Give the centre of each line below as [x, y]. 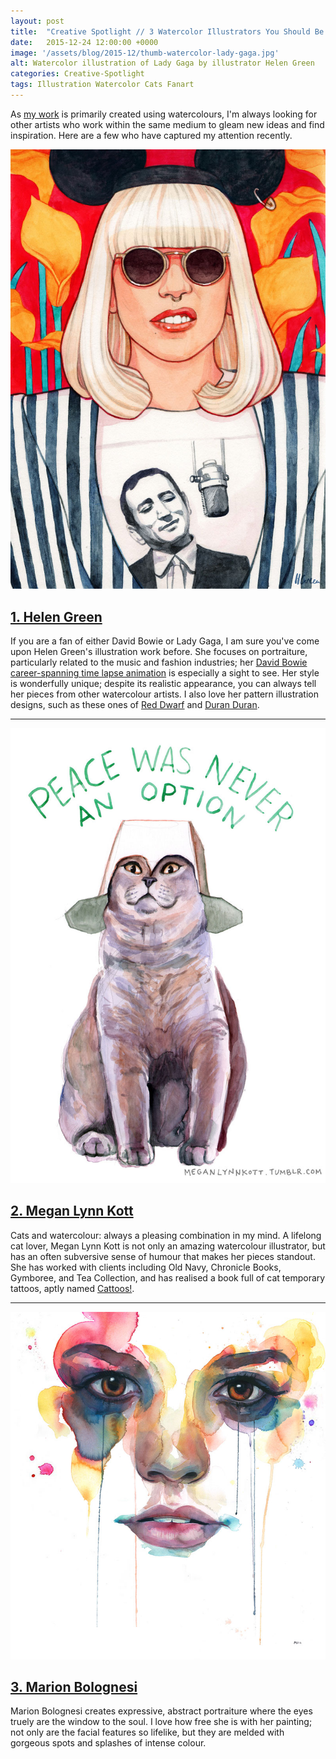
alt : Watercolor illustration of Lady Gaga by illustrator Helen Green [162, 63]
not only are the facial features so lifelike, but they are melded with [147, 1732]
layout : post [37, 21]
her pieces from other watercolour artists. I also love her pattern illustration [165, 694]
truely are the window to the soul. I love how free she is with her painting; [161, 1722]
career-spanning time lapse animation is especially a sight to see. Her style [165, 673]
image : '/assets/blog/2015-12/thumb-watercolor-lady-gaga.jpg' [145, 53]
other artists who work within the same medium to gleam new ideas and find [167, 124]
